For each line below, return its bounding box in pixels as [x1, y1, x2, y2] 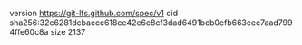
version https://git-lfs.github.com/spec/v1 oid [9, 8, 179, 18]
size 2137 [50, 27, 86, 37]
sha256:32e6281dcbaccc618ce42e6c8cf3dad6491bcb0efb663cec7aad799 [9, 17, 293, 28]
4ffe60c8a [9, 27, 49, 37]
